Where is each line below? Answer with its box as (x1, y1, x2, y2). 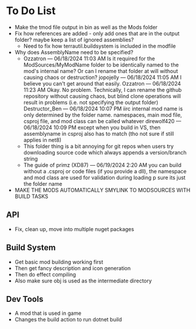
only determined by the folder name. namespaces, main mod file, (23, 111, 182, 119)
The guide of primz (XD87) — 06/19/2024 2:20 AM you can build (23, 161, 182, 169)
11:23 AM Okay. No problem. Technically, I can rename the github (23, 86, 182, 93)
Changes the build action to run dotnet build (14, 316, 122, 323)
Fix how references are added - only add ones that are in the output (14, 29, 180, 37)
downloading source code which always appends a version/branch (23, 149, 187, 156)
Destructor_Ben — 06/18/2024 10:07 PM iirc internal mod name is (23, 105, 183, 112)
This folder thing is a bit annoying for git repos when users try (23, 143, 174, 150)
